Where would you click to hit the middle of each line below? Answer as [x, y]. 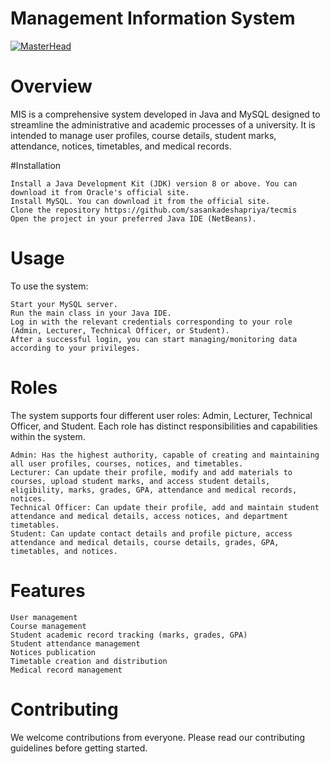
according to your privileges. [75, 348]
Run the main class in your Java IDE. [91, 313]
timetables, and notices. [64, 551]
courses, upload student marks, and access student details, [140, 481]
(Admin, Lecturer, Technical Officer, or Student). [120, 330]
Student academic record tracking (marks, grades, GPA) [129, 635]
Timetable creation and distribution [89, 661]
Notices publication [53, 652]
